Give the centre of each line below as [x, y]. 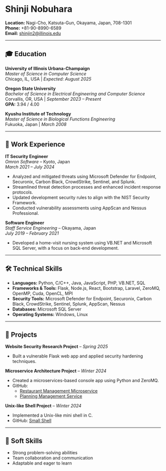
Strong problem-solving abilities [45, 452]
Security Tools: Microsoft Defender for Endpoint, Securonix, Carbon [82, 299]
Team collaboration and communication [52, 458]
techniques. [24, 361]
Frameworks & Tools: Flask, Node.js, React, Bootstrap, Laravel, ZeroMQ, [86, 288]
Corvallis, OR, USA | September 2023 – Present [53, 99]
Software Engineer [25, 223]
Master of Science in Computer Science [46, 74]
